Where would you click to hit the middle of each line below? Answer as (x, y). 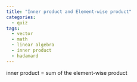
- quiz (20, 23)
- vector (22, 34)
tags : (13, 28)
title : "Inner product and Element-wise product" (69, 12)
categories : (21, 17)
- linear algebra (33, 45)
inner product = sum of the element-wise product (67, 72)
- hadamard (25, 56)
